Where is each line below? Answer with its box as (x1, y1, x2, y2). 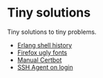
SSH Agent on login (17, 63, 73, 71)
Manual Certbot (17, 55, 62, 64)
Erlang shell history (17, 41, 73, 49)
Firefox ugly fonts (17, 48, 68, 57)
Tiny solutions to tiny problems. (7, 28, 97, 36)
